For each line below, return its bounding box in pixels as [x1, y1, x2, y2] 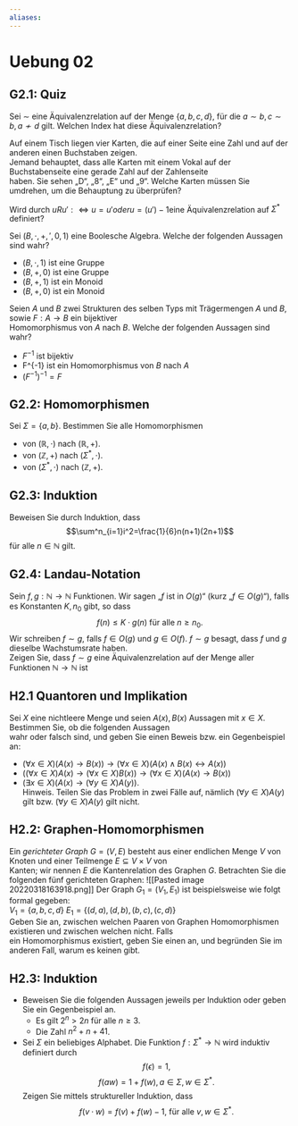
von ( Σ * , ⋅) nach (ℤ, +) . [21, 460, 103, 472]
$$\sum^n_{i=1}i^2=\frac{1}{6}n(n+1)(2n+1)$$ [65, 525, 235, 536]
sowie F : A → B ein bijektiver [9, 313, 118, 324]
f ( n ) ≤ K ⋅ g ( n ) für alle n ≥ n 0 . [96, 618, 203, 630]
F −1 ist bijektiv [21, 349, 74, 361]
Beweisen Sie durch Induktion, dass [9, 511, 141, 523]
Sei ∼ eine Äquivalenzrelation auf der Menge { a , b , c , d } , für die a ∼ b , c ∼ [9, 111, 282, 122]
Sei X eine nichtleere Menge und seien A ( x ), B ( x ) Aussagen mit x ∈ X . [9, 712, 266, 723]
